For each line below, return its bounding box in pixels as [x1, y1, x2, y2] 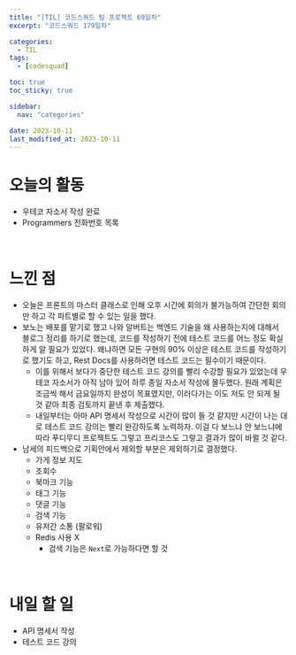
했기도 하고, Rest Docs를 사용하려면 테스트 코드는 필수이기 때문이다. [31, 355, 267, 366]
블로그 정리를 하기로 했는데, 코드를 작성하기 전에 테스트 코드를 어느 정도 [21, 333, 268, 343]
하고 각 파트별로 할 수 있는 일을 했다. [31, 311, 156, 321]
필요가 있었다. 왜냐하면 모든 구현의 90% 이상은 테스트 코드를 [48, 344, 256, 355]
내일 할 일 [9, 595, 74, 615]
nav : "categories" [17, 110, 86, 119]
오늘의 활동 [9, 175, 85, 196]
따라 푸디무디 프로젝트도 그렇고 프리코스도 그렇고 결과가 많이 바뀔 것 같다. [34, 433, 288, 443]
